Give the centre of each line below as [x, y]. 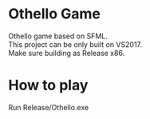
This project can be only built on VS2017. [75, 44]
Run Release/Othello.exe [49, 107]
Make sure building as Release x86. [67, 53]
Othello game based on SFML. [58, 36]
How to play [48, 85]
